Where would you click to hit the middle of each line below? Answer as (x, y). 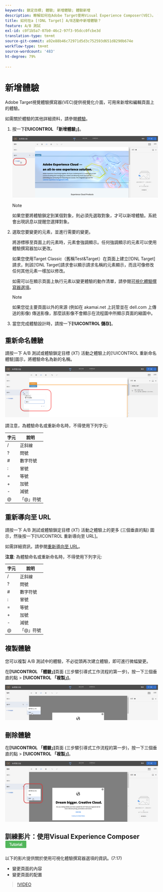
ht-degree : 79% (20, 57)
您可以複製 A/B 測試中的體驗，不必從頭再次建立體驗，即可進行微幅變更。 (78, 661)
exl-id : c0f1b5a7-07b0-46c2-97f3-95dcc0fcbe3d (53, 31)
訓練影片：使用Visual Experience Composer (72, 837)
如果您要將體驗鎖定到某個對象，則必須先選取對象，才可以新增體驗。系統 (84, 216)
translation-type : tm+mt (30, 36)
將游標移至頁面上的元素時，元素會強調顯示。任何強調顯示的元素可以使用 (84, 242)
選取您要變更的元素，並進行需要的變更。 (52, 232)
